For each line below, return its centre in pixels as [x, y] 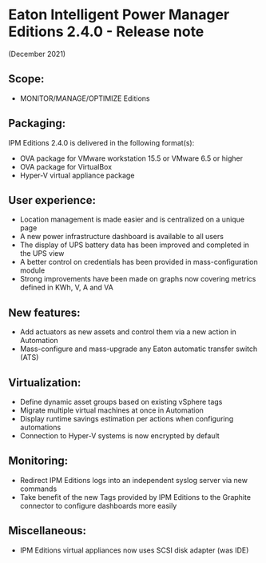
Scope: [26, 79]
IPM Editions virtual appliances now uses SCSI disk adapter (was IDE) [134, 550]
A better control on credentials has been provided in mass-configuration [139, 262]
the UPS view [42, 254]
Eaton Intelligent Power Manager [119, 15]
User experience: [52, 200]
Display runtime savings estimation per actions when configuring [127, 419]
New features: [44, 312]
